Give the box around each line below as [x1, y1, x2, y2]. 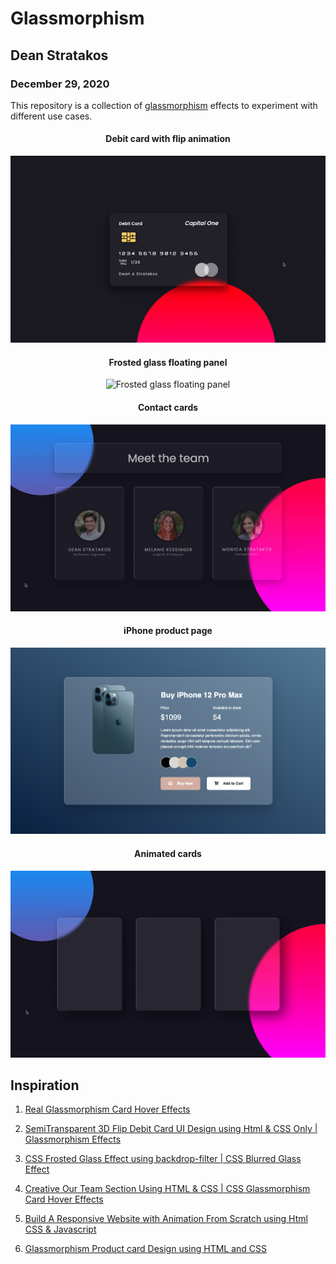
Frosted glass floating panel [108, 356, 228, 368]
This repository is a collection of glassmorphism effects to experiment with [10, 99, 318, 111]
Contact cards [137, 401, 199, 413]
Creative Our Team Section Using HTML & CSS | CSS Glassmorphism [24, 1183, 311, 1195]
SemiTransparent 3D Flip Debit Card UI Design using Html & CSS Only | [24, 1123, 318, 1135]
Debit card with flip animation [105, 133, 231, 145]
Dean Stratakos [10, 47, 109, 64]
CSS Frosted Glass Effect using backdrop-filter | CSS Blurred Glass [24, 1153, 302, 1165]
